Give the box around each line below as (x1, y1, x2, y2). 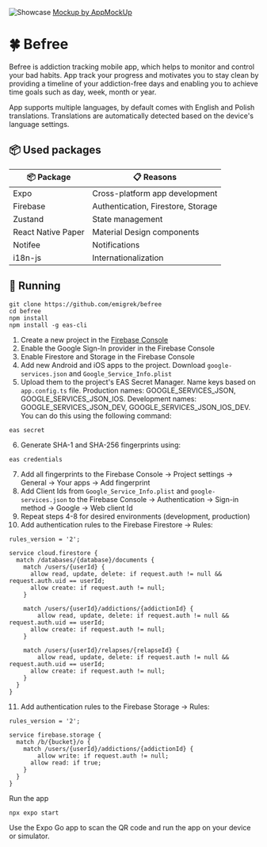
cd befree (9, 307, 42, 315)
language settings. (9, 119, 70, 128)
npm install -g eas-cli (9, 321, 88, 329)
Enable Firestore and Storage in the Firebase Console (20, 351, 195, 361)
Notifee (13, 239, 40, 250)
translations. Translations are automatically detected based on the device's (9, 111, 254, 121)
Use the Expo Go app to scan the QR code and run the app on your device (9, 822, 251, 832)
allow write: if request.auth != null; (37, 752, 170, 760)
